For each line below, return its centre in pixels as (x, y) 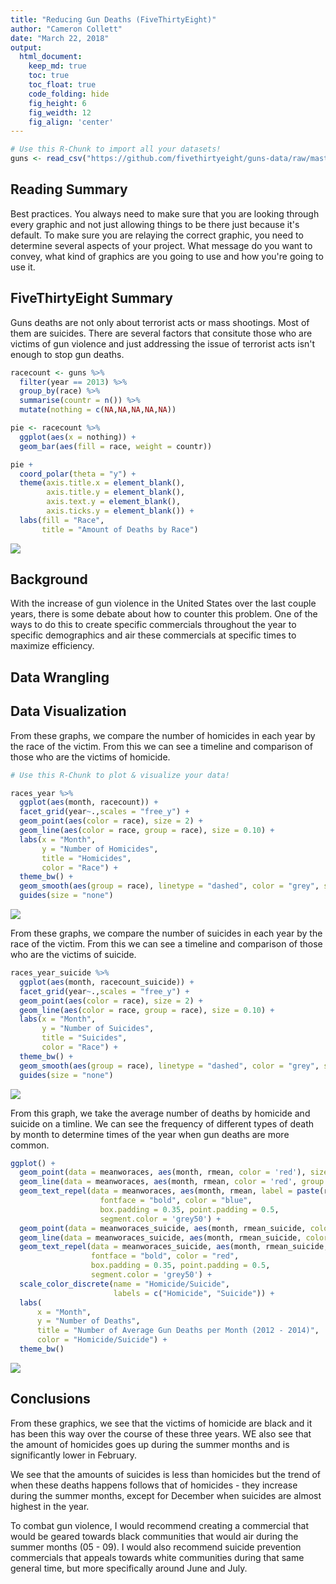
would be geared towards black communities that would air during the (154, 1536)
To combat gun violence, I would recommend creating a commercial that (159, 1525)
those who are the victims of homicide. (90, 757)
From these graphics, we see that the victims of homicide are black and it (161, 1423)
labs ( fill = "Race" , (62, 520)
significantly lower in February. (74, 1455)
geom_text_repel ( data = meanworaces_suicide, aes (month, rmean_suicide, (174, 1247)
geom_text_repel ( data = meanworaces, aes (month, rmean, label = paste (169, 1191)
